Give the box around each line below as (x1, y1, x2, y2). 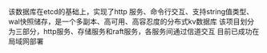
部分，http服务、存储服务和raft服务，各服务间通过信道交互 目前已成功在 (22, 27, 260, 36)
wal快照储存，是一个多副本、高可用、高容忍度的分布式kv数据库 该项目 (8, 17, 241, 26)
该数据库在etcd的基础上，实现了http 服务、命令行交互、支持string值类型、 (8, 7, 254, 16)
